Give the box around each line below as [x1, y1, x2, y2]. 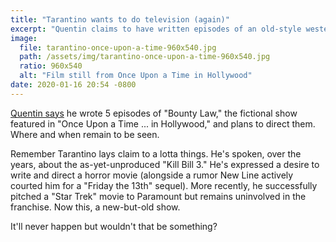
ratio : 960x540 [19, 61, 83, 71]
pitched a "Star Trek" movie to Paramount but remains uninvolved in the [10, 190, 307, 202]
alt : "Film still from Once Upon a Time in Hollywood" [19, 71, 253, 81]
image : [10, 33, 38, 43]
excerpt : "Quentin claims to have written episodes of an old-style [10, 24, 302, 34]
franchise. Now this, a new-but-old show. [10, 201, 181, 213]
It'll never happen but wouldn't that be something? [10, 220, 218, 232]
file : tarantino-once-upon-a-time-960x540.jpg [19, 42, 217, 53]
